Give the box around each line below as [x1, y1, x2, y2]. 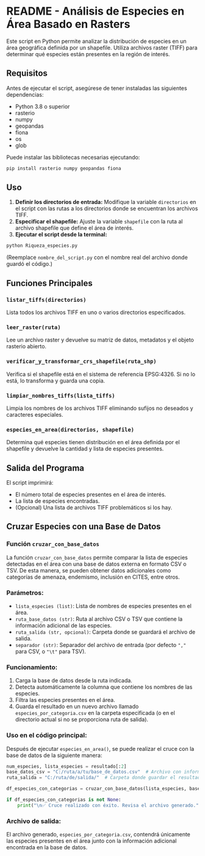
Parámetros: [6, 588, 44, 597]
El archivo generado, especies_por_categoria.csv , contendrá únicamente [6, 831, 191, 838]
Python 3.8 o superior [15, 103, 70, 110]
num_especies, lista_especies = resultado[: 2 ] [6, 763, 127, 769]
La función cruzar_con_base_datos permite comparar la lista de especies [6, 554, 188, 561]
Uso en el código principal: [6, 731, 87, 740]
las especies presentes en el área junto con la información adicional [6, 837, 177, 844]
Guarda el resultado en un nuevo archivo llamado [15, 703, 139, 710]
